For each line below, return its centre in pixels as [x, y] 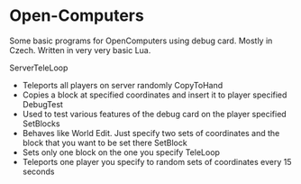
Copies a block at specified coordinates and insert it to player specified [155, 95]
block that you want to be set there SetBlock [105, 143]
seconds [38, 171]
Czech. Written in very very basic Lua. [80, 50]
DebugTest [42, 104]
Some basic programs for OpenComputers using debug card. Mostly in [141, 41]
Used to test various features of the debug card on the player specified [154, 114]
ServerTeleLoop [39, 68]
